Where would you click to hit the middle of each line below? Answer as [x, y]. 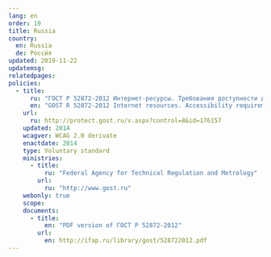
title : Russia [32, 31]
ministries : [43, 158]
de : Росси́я [34, 53]
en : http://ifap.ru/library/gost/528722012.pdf [125, 241]
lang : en [23, 16]
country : [23, 38]
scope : [34, 203]
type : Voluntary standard [67, 151]
